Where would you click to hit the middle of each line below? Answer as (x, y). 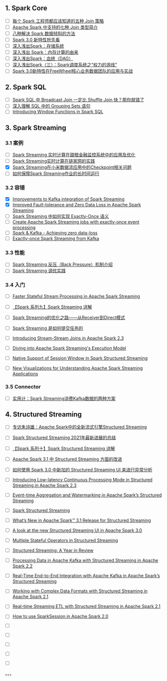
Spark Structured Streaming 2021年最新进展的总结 (64, 437)
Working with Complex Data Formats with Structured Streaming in (80, 591)
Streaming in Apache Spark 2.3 (44, 485)
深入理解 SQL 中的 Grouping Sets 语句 (51, 106)
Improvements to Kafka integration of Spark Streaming (68, 199)
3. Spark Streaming (36, 128)
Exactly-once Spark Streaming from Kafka (56, 238)
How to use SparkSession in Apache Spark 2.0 (60, 616)
